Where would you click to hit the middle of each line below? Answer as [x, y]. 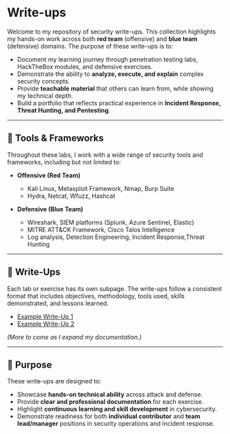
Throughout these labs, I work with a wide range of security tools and [105, 155]
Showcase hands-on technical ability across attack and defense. [110, 394]
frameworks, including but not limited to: [64, 162]
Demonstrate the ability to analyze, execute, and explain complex [110, 74]
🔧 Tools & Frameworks [55, 138]
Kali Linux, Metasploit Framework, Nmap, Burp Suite [101, 188]
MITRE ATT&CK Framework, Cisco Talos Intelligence [101, 229]
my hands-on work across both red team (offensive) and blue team [102, 38]
